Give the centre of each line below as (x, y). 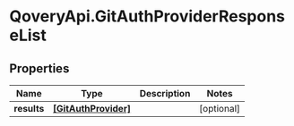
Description (165, 93)
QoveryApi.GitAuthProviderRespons (147, 17)
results (29, 109)
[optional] (219, 109)
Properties (39, 68)
